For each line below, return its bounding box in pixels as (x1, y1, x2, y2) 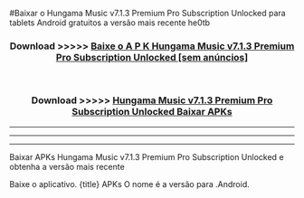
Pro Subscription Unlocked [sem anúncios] (55, 51, 249, 63)
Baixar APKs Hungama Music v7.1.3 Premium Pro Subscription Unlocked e (9, 151, 284, 162)
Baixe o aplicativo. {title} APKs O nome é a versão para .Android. (9, 178, 251, 189)
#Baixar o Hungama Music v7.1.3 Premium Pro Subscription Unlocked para (9, 8, 287, 18)
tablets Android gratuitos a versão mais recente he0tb (9, 17, 211, 28)
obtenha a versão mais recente (9, 161, 125, 172)
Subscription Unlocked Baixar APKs (71, 106, 233, 118)
